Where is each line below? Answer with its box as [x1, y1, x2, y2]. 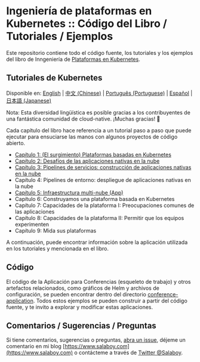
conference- [147, 290, 179, 298]
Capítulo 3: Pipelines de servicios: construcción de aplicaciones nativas [14, 163, 192, 171]
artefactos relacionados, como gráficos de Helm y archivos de [6, 284, 159, 292]
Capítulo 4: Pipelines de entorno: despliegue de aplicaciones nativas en [14, 176, 191, 183]
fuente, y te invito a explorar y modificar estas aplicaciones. [6, 303, 153, 311]
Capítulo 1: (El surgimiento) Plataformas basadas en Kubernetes [14, 151, 172, 158]
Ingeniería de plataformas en [6, 4, 152, 18]
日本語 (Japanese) [6, 97, 52, 104]
